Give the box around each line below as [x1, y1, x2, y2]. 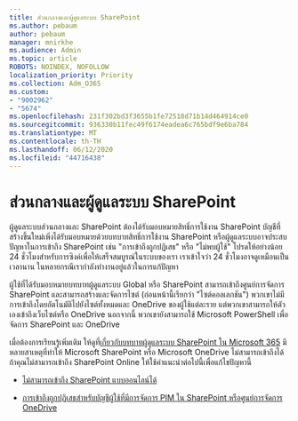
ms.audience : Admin [9, 46, 82, 55]
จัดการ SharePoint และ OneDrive [9, 319, 120, 330]
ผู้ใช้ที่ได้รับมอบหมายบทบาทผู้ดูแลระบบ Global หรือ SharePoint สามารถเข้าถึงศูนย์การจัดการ [9, 279, 285, 290]
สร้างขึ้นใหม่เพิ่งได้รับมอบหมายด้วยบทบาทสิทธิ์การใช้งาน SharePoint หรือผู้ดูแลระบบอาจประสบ [9, 232, 287, 242]
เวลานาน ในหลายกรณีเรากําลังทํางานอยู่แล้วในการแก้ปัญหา [9, 261, 180, 272]
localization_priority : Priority [9, 71, 133, 80]
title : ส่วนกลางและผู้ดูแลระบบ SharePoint [9, 12, 141, 22]
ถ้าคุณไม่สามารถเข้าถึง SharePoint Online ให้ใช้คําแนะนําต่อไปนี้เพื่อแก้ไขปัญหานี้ [9, 357, 252, 368]
